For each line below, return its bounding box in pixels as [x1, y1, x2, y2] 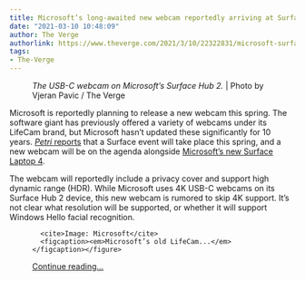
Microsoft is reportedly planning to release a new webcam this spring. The [9, 108, 288, 118]
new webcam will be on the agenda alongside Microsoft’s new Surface [9, 146, 274, 157]
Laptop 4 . [9, 156, 45, 166]
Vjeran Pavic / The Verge [32, 90, 125, 101]
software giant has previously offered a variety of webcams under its [9, 117, 268, 128]
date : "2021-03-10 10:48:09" [9, 22, 120, 31]
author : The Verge [9, 30, 79, 39]
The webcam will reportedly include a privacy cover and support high [9, 173, 270, 184]
